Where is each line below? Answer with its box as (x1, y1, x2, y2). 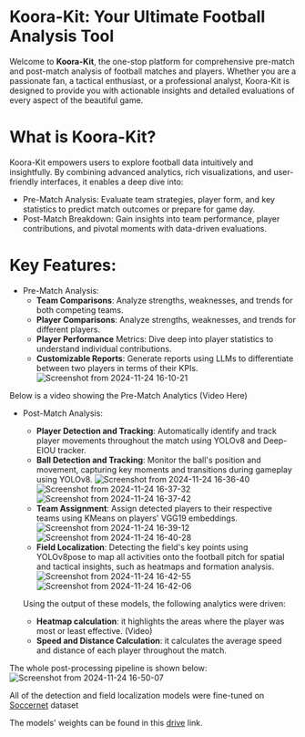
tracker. (57, 444, 86, 455)
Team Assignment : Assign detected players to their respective (36, 503, 273, 514)
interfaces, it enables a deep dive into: (40, 176, 184, 187)
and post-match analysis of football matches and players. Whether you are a (9, 66, 297, 77)
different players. (36, 324, 101, 335)
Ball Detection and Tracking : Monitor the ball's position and (36, 454, 261, 465)
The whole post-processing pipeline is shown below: (9, 662, 208, 673)
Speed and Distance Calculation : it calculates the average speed (36, 635, 282, 646)
